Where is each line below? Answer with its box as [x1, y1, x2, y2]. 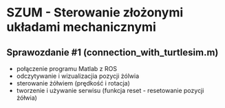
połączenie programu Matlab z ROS [16, 65, 118, 72]
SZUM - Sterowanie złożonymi [6, 5, 184, 21]
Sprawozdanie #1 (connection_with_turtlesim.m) [6, 46, 219, 58]
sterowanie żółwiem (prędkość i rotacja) [16, 79, 130, 87]
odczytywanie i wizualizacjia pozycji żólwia [16, 72, 139, 80]
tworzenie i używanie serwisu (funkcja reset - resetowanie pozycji [16, 87, 204, 94]
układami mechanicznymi [6, 19, 156, 35]
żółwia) [16, 94, 37, 102]
